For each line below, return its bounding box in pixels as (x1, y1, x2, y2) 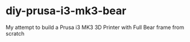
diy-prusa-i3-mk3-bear (5, 4, 127, 18)
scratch (5, 30, 25, 37)
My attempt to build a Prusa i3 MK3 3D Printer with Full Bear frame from (5, 24, 185, 31)
